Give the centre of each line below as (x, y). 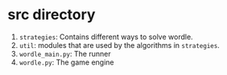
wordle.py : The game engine (66, 62)
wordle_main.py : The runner (65, 53)
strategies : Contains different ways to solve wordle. (106, 37)
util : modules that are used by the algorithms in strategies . (120, 45)
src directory (52, 15)
